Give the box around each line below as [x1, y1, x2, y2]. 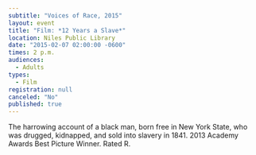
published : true [8, 100, 62, 108]
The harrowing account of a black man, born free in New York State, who [8, 122, 248, 132]
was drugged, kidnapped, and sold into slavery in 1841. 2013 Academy [8, 130, 239, 140]
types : [8, 71, 30, 79]
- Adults [15, 64, 45, 72]
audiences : [8, 56, 45, 64]
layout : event [8, 19, 56, 27]
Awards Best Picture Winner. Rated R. [8, 139, 131, 149]
